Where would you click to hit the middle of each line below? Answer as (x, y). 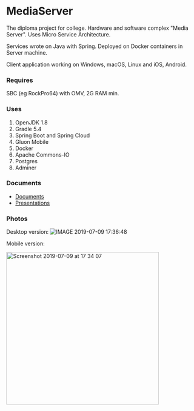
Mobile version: (26, 243)
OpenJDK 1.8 (32, 122)
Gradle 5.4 (28, 129)
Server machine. (27, 52)
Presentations (32, 203)
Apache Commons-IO (42, 155)
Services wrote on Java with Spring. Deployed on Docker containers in (95, 46)
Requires (20, 80)
